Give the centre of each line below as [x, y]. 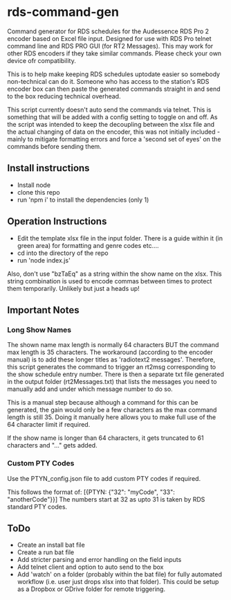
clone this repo [38, 192]
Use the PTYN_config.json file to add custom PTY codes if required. [104, 478]
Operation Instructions [57, 221]
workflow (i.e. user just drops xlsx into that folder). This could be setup [118, 582]
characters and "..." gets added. [53, 445]
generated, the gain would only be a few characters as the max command [112, 410]
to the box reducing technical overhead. [64, 96]
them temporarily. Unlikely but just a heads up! [73, 288]
